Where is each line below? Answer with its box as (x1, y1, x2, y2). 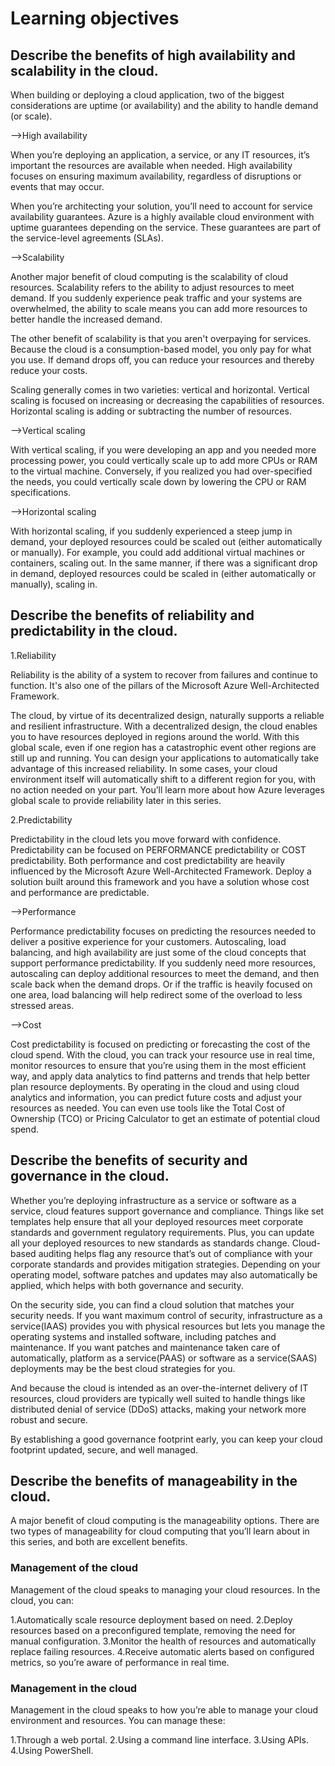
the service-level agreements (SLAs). (10, 232, 164, 244)
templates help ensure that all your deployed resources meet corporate (10, 1215, 304, 1227)
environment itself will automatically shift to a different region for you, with (10, 773, 317, 785)
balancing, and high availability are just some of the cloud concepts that (10, 946, 307, 958)
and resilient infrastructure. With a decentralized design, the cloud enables (10, 720, 318, 732)
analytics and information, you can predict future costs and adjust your (10, 1091, 303, 1103)
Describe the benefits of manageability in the (10, 1473, 298, 1490)
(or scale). (10, 110, 53, 122)
